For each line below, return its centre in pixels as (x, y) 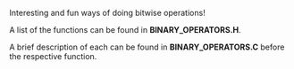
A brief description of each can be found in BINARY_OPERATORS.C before (147, 47)
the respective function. (53, 56)
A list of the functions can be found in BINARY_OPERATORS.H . (125, 30)
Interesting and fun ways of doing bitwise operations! (107, 13)
